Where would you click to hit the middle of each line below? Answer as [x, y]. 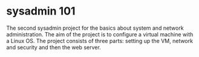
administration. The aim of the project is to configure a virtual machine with [100, 34]
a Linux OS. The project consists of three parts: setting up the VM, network [100, 41]
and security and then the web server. [54, 47]
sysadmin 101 [41, 11]
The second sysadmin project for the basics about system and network [95, 28]
